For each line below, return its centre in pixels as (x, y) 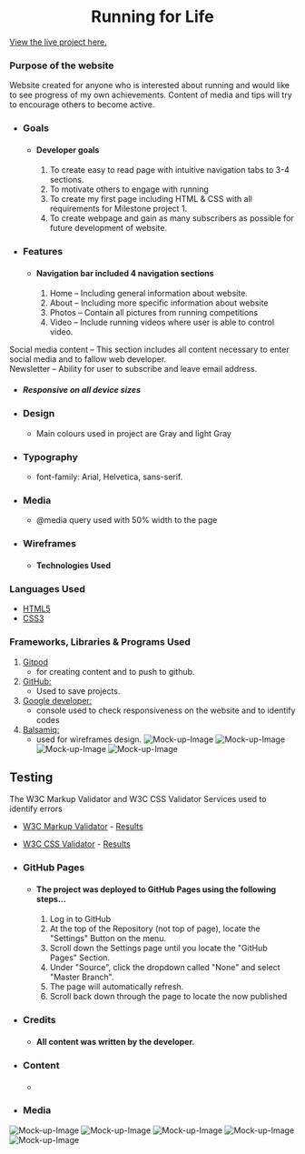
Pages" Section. (80, 958)
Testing (31, 777)
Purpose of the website (62, 65)
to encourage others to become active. (82, 105)
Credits (39, 1020)
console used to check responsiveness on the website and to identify (166, 710)
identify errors (36, 809)
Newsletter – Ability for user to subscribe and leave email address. (133, 369)
